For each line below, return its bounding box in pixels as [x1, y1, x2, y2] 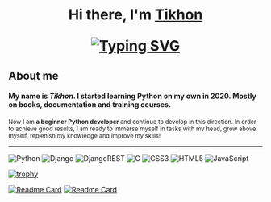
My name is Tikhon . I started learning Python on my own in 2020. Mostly [8, 91, 256, 101]
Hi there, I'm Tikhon [68, 6, 203, 24]
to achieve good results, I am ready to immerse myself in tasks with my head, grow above [8, 125, 256, 133]
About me [8, 68, 59, 82]
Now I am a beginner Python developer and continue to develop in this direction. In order [8, 117, 256, 126]
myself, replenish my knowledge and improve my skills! [8, 131, 161, 140]
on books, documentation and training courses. [8, 100, 172, 109]
